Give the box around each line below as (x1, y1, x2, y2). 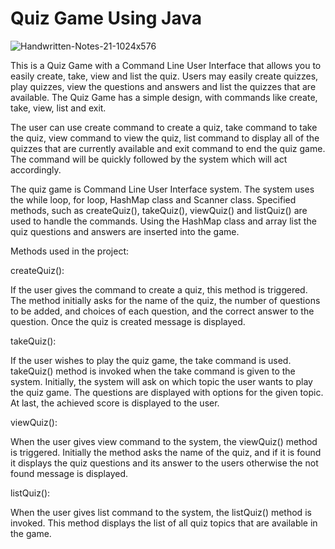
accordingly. (10, 163, 62, 176)
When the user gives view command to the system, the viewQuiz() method (10, 435, 318, 447)
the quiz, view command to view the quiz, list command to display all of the (10, 132, 320, 144)
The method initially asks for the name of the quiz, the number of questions (10, 294, 321, 306)
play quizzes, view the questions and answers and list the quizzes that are (10, 80, 317, 92)
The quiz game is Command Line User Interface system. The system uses (10, 183, 315, 195)
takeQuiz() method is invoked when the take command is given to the (10, 365, 296, 377)
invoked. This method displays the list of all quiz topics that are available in (10, 517, 318, 529)
